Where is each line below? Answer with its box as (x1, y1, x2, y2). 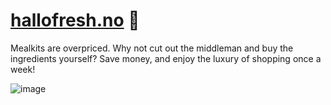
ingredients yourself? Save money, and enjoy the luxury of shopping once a (10, 52, 322, 64)
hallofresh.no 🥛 (10, 9, 140, 32)
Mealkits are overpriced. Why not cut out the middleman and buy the (10, 42, 294, 54)
